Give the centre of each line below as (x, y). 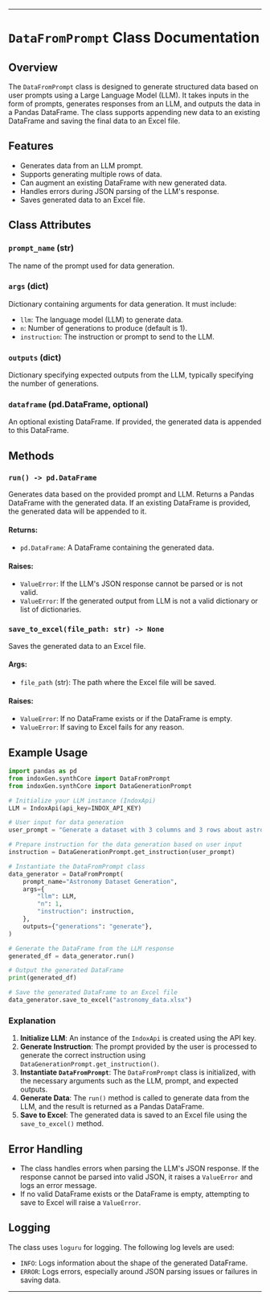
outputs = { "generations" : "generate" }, (88, 927)
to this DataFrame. (39, 431)
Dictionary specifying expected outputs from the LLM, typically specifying (131, 375)
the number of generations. (53, 384)
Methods (31, 456)
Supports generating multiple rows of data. (91, 174)
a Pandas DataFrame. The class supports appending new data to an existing (134, 112)
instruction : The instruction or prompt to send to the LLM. (117, 336)
